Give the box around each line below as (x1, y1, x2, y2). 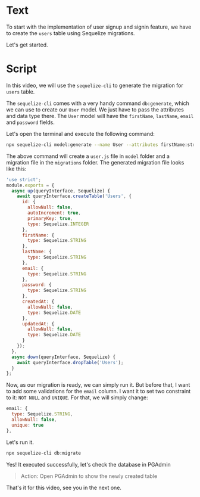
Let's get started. (6, 41, 49, 48)
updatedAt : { (21, 321, 55, 327)
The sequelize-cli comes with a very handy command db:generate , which (6, 100, 189, 107)
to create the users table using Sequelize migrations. (6, 29, 135, 36)
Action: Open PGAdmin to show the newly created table (20, 472, 158, 480)
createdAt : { (21, 299, 55, 305)
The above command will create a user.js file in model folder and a (6, 153, 170, 160)
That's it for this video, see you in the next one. (6, 484, 122, 491)
